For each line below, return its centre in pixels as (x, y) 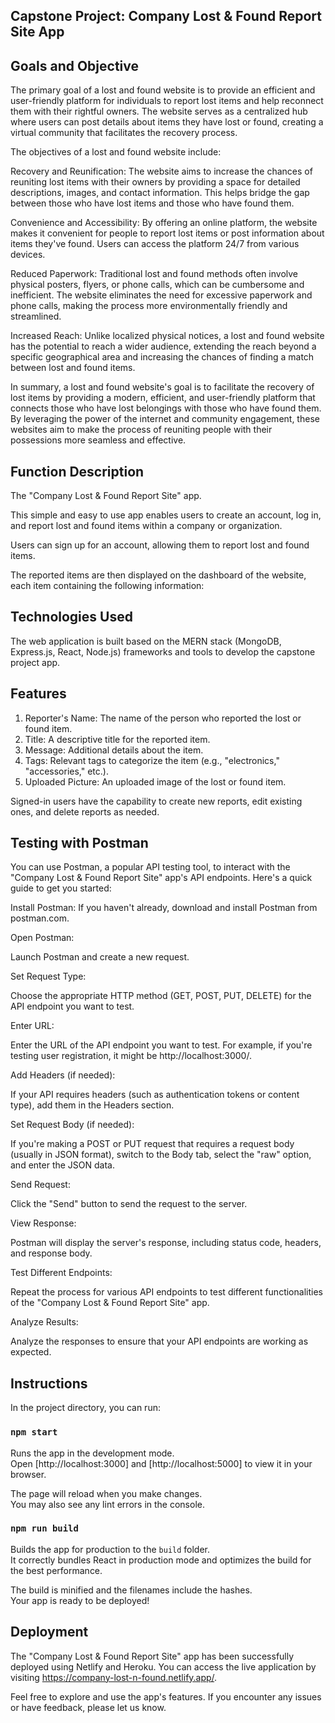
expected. (31, 1352)
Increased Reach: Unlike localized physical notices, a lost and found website (167, 336)
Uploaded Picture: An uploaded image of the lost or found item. (155, 781)
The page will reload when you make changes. (106, 1493)
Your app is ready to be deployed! (80, 1600)
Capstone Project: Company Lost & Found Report (166, 16)
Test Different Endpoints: (61, 1273)
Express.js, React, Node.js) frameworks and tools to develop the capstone (163, 651)
